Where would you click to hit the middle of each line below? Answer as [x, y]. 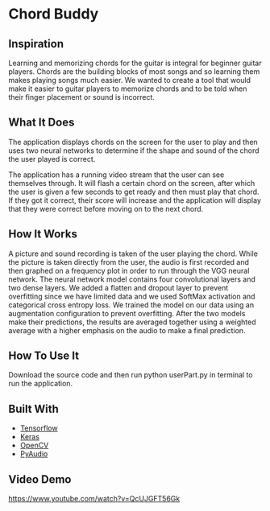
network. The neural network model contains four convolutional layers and [132, 279]
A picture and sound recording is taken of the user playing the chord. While [133, 253]
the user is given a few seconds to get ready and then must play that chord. [134, 192]
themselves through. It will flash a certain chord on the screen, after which [132, 183]
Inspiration [36, 44]
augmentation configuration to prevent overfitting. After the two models [127, 313]
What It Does [42, 123]
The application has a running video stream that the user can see [116, 175]
